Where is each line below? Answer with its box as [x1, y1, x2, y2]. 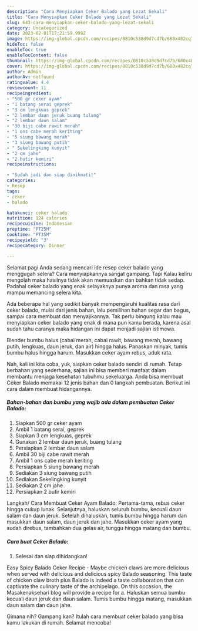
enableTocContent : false [6, 52, 68, 58]
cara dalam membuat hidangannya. [6, 385, 92, 392]
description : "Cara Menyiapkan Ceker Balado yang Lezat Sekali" [6, 8, 167, 15]
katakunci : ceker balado [6, 210, 68, 216]
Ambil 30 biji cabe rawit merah [15, 451, 90, 458]
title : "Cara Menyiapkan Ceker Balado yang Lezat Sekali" [6, 14, 152, 20]
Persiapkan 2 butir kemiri [15, 488, 76, 495]
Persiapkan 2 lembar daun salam [15, 444, 95, 452]
